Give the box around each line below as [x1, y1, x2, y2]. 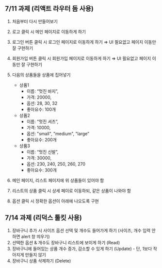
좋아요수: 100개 [26, 106, 56, 112]
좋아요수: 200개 [26, 136, 57, 142]
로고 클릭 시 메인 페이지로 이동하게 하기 [12, 29, 86, 34]
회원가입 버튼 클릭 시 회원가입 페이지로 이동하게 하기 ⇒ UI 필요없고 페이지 [12, 55, 151, 61]
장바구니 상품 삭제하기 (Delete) [12, 258, 71, 264]
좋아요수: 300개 [26, 167, 57, 173]
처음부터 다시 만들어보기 [12, 18, 58, 24]
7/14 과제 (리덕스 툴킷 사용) [5, 214, 82, 222]
